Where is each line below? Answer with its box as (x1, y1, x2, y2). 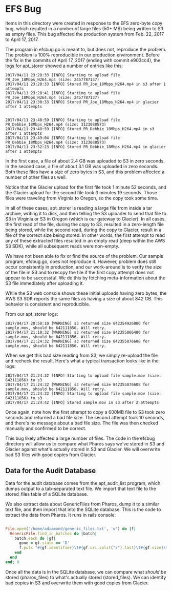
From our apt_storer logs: (5, 311, 59, 317)
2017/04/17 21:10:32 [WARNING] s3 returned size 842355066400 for (5, 330, 150, 335)
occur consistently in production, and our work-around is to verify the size (5, 263, 162, 270)
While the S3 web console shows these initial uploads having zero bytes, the (5, 290, 167, 296)
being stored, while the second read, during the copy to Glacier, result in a (5, 227, 162, 233)
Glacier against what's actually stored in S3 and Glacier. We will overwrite (5, 446, 160, 452)
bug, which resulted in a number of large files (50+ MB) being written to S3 (5, 25, 164, 31)
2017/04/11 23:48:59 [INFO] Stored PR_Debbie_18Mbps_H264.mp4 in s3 (5, 126, 155, 131)
